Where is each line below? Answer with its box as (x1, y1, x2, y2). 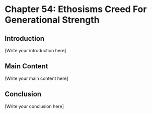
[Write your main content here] (5, 75, 68, 81)
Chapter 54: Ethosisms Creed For (5, 4, 147, 15)
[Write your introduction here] (5, 48, 66, 53)
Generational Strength (5, 14, 100, 26)
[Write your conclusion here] (5, 103, 64, 109)
